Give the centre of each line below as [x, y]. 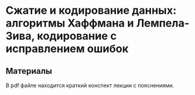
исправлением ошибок [67, 49]
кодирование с [77, 36]
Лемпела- [163, 23]
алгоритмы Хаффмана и [70, 23]
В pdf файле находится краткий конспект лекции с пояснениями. [90, 85]
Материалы [29, 71]
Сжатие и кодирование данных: [91, 11]
